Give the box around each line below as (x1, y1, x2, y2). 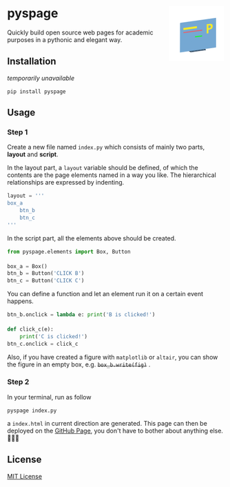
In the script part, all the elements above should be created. (7, 234, 177, 242)
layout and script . (7, 150, 59, 158)
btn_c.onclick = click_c (7, 340, 79, 347)
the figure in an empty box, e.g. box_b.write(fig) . (7, 360, 151, 369)
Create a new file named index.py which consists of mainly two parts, (7, 143, 205, 152)
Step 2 (7, 377, 30, 387)
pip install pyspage (7, 88, 67, 95)
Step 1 (7, 127, 28, 137)
